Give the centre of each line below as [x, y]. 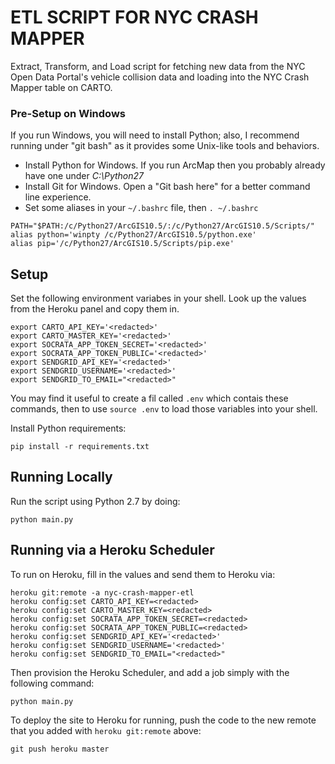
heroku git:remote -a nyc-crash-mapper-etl [102, 592]
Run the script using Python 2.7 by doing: [95, 501]
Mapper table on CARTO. [61, 87]
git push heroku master [60, 749]
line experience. [58, 197]
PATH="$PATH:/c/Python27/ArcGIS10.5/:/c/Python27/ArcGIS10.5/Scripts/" [162, 226]
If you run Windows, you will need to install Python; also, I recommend [155, 135]
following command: [52, 683]
